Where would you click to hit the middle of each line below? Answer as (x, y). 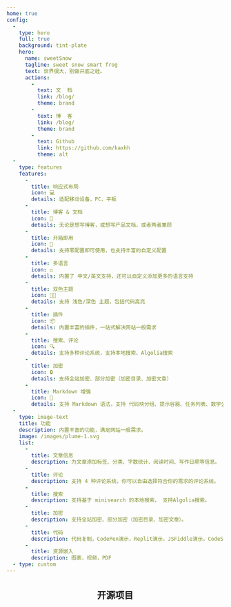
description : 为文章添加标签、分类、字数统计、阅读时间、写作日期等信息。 (126, 462)
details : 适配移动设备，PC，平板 (74, 199)
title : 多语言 (50, 263)
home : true (22, 13)
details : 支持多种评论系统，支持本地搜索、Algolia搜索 (102, 353)
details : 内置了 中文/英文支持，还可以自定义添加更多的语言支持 (112, 276)
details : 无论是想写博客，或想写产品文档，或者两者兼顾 (102, 225)
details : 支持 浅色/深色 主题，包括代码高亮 (88, 302)
